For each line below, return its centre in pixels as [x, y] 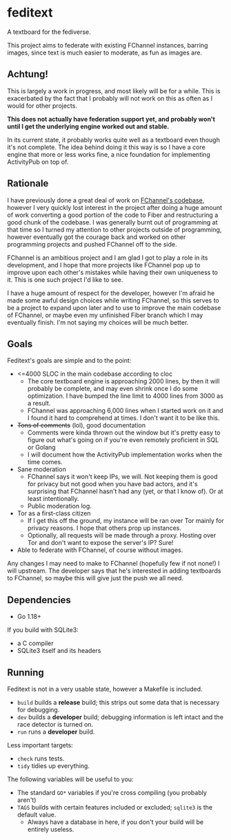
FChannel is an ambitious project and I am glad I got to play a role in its [108, 258]
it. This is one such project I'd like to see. [65, 279]
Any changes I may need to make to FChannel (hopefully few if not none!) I [113, 564]
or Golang [42, 448]
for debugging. [38, 710]
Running [26, 672]
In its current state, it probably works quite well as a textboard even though [114, 140]
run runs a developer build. [56, 732]
